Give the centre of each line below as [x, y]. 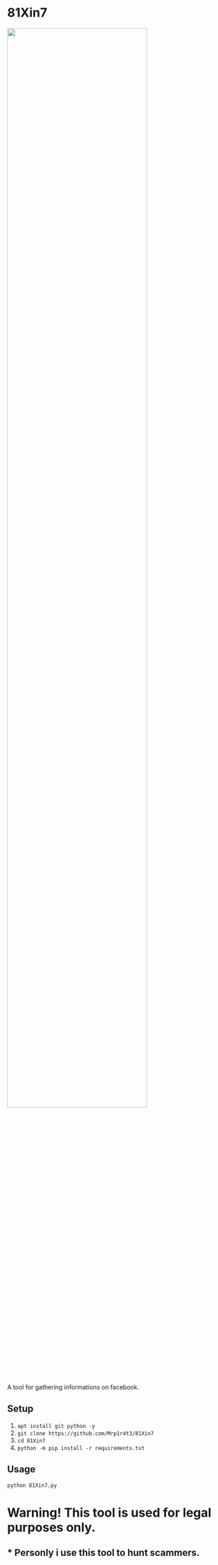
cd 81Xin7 [31, 1440]
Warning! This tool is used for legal [109, 1512]
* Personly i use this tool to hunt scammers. [103, 1553]
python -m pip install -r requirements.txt [81, 1448]
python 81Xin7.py [32, 1485]
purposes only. [51, 1527]
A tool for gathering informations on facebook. [73, 1387]
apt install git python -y [56, 1426]
